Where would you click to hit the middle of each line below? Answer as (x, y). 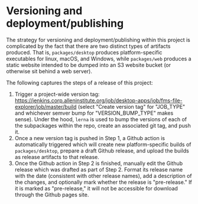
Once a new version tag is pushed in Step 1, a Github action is (90, 138)
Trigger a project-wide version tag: (57, 94)
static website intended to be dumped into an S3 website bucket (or (89, 65)
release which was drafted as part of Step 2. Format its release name (99, 169)
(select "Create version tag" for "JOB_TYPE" (132, 106)
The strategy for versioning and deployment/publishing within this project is (98, 40)
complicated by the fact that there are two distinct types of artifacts (88, 46)
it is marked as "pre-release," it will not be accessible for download (96, 188)
